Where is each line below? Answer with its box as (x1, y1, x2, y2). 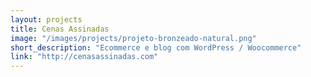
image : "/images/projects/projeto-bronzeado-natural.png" (10, 33, 257, 43)
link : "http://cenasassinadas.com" (10, 52, 159, 62)
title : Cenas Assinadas (10, 24, 110, 34)
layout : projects (10, 14, 83, 25)
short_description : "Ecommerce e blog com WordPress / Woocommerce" (10, 42, 302, 53)
